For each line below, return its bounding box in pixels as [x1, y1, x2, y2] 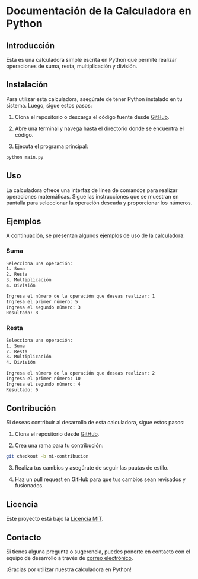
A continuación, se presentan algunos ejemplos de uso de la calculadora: [6, 232, 185, 239]
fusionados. [14, 482, 44, 489]
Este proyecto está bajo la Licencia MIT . [6, 515, 104, 523]
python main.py [6, 154, 44, 160]
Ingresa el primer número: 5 [6, 298, 78, 304]
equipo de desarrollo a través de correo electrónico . [6, 554, 133, 561]
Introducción [6, 40, 55, 51]
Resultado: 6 [6, 386, 39, 393]
